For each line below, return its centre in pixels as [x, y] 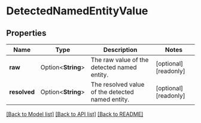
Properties [26, 33]
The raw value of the [120, 60]
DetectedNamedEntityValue [77, 11]
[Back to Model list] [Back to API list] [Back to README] [75, 114]
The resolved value [118, 84]
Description [120, 50]
